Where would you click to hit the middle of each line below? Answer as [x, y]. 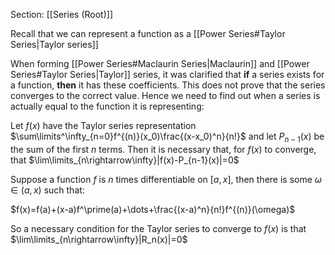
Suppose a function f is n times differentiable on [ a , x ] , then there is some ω [166, 179]
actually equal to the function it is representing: [107, 106]
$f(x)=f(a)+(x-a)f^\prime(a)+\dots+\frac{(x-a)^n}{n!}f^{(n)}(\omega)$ [153, 209]
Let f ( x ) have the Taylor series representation [103, 125]
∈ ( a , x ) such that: [47, 190]
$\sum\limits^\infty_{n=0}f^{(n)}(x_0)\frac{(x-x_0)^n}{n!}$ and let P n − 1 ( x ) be [167, 137]
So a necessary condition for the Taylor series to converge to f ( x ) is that [158, 228]
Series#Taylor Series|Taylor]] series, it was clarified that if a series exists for [167, 74]
